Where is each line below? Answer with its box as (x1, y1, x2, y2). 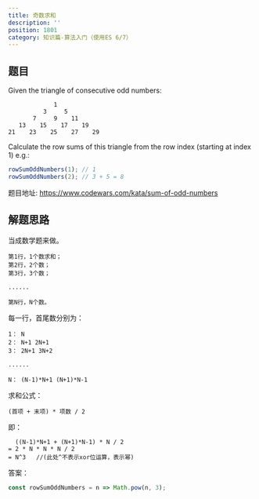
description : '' (8, 19, 61, 27)
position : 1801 (8, 26, 58, 34)
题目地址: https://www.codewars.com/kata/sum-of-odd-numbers (8, 188, 218, 197)
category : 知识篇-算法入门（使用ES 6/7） (8, 33, 132, 42)
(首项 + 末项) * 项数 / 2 (8, 407, 86, 416)
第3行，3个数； (8, 269, 51, 277)
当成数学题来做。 (8, 235, 63, 245)
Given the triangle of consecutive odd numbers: (8, 86, 162, 95)
